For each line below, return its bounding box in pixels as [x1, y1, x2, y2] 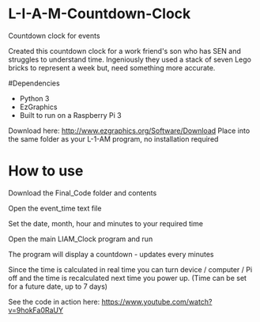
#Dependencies [8, 78, 61, 88]
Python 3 [19, 93, 50, 103]
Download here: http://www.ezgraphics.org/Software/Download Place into [8, 126, 251, 135]
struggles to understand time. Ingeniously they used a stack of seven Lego [8, 55, 251, 64]
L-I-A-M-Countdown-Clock [8, 5, 191, 23]
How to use [8, 162, 84, 180]
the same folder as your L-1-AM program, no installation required [8, 134, 219, 143]
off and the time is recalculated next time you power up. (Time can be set [8, 273, 247, 282]
